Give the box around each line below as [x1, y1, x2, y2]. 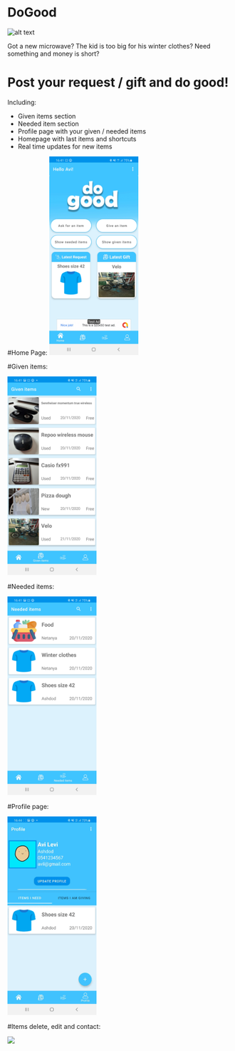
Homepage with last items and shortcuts [17, 134, 137, 143]
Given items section [17, 111, 76, 120]
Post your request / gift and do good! [7, 74, 229, 91]
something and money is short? [7, 49, 100, 58]
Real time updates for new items [17, 142, 113, 151]
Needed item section [17, 119, 80, 128]
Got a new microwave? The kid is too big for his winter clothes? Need [7, 41, 211, 50]
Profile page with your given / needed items [17, 126, 147, 136]
